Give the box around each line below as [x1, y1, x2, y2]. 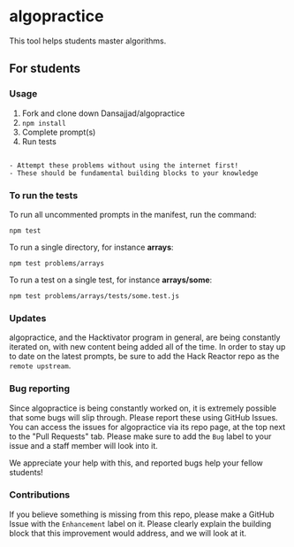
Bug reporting [9, 382, 71, 395]
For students [9, 61, 81, 76]
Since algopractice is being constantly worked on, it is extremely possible [9, 403, 276, 413]
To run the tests [9, 189, 79, 201]
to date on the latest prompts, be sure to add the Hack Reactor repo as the [9, 351, 280, 362]
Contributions [9, 489, 71, 501]
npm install [21, 119, 66, 127]
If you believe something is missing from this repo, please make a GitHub [9, 509, 275, 520]
